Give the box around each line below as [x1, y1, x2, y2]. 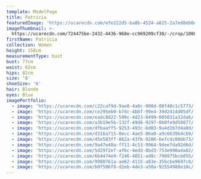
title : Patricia [6, 14, 47, 20]
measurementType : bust [6, 53, 63, 59]
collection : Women [6, 42, 52, 48]
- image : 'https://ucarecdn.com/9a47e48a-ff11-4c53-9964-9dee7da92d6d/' [11, 141, 197, 148]
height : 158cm [6, 48, 42, 54]
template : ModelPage [6, 8, 58, 15]
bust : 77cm [6, 58, 33, 64]
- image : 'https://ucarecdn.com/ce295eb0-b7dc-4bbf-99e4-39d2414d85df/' [11, 109, 197, 115]
